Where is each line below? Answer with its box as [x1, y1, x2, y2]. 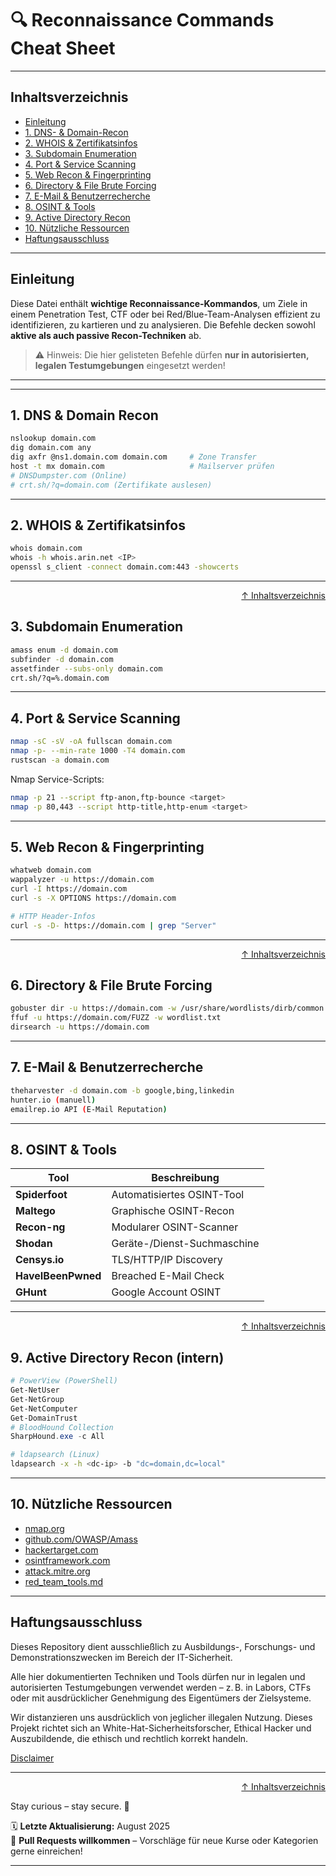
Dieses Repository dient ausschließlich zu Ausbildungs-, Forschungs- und [10, 1640, 316, 1652]
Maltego [15, 1204, 56, 1218]
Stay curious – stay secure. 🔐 [10, 1800, 130, 1812]
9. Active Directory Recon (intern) [10, 1349, 225, 1366]
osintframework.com [24, 1554, 111, 1566]
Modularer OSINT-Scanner [111, 1220, 239, 1234]
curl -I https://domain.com [10, 884, 128, 894]
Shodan [15, 1237, 53, 1251]
